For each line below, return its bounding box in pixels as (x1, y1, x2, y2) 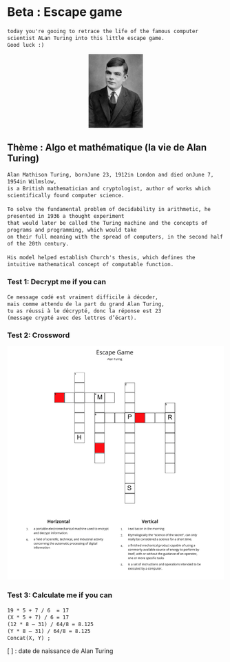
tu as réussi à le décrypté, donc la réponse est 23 (7, 308, 162, 314)
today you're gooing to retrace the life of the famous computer (7, 28, 198, 34)
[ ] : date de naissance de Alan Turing (7, 646, 114, 655)
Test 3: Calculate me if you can (7, 590, 113, 600)
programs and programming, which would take (7, 227, 137, 234)
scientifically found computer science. (7, 192, 125, 199)
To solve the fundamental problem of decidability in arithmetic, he (7, 206, 211, 213)
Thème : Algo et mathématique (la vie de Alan (7, 141, 207, 153)
